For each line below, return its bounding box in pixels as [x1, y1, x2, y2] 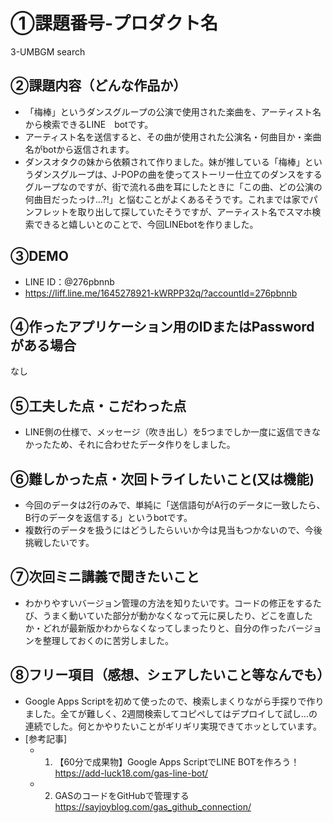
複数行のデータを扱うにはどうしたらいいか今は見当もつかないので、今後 [24, 524, 323, 536]
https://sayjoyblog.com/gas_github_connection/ [54, 800, 252, 813]
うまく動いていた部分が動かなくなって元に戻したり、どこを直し [42, 609, 305, 621]
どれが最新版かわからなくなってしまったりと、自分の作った [42, 622, 287, 634]
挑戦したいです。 [24, 537, 95, 548]
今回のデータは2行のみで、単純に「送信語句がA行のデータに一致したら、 [24, 499, 326, 511]
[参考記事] [24, 732, 68, 744]
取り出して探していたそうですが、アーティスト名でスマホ [77, 205, 313, 218]
